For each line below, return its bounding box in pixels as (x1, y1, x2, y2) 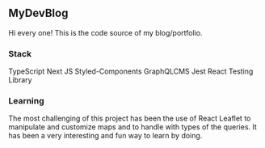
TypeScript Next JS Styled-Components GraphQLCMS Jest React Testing (8, 66, 254, 76)
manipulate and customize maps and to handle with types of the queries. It (8, 122, 257, 132)
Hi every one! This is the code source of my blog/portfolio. (8, 27, 203, 37)
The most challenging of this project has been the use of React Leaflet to (8, 113, 251, 124)
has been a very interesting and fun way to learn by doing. (8, 131, 203, 141)
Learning (8, 95, 44, 107)
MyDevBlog (8, 6, 69, 20)
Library (8, 75, 32, 85)
